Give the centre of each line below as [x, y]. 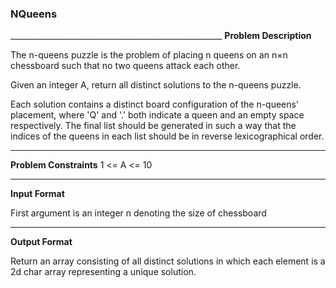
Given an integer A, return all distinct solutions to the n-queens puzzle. [156, 85]
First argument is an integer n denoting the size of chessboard [138, 213]
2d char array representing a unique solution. [103, 272]
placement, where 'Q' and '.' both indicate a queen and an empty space [157, 115]
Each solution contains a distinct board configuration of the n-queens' [155, 104]
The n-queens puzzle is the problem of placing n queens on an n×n [149, 55]
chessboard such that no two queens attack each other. [125, 66]
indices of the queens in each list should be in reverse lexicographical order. [167, 136]
